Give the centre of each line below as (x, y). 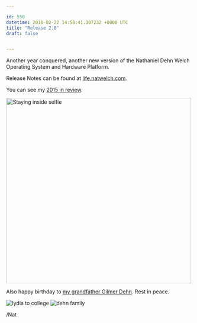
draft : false (22, 33)
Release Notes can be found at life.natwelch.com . (67, 78)
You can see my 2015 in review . (44, 90)
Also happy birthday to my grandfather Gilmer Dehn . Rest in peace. (88, 292)
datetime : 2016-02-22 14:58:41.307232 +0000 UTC (67, 22)
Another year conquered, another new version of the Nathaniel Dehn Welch (98, 60)
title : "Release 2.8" (33, 28)
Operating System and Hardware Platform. (58, 67)
